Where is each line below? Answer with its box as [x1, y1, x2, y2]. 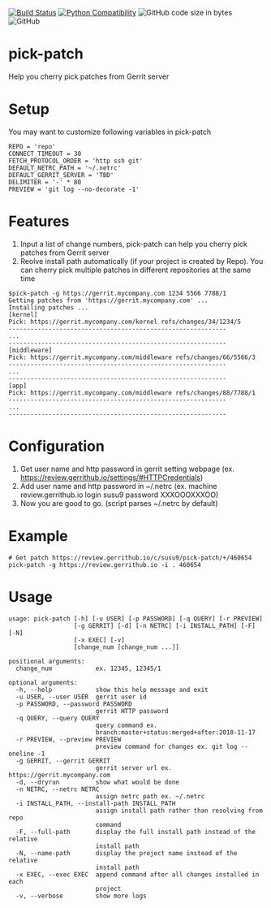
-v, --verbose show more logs [15, 892, 148, 900]
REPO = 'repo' [8, 142, 57, 150]
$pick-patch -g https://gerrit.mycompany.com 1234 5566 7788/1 [8, 289, 227, 297]
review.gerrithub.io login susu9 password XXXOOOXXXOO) [19, 490, 219, 499]
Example [8, 526, 68, 545]
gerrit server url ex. [95, 763, 173, 772]
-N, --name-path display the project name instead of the [15, 849, 238, 857]
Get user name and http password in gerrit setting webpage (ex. [19, 464, 235, 473]
